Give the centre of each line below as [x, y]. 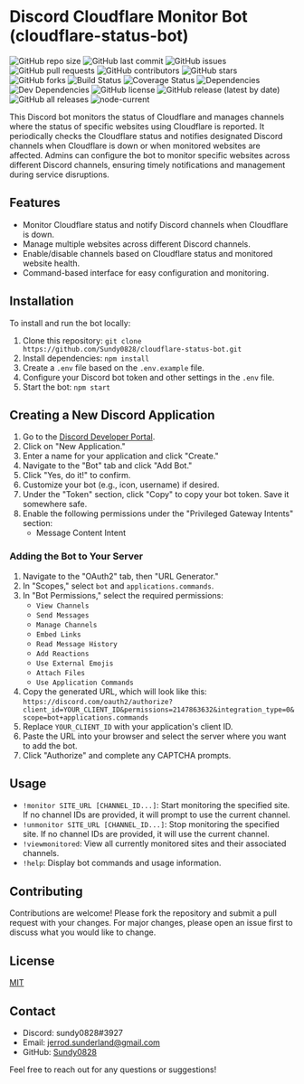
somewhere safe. [55, 504]
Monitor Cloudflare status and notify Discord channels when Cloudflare [155, 224]
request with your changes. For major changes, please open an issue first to [151, 923]
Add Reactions [62, 654]
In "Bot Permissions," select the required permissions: [123, 595]
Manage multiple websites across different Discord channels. [136, 244]
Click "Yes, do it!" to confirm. [76, 476]
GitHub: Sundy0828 [60, 1051]
